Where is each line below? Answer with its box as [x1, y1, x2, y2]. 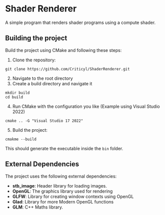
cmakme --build [5, 137, 37, 142]
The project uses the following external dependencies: [5, 173, 117, 179]
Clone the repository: [12, 57, 56, 63]
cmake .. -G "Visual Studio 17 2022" [5, 118, 83, 123]
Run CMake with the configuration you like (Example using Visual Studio [12, 103, 160, 109]
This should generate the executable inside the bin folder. [5, 145, 123, 151]
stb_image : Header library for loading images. [12, 183, 107, 189]
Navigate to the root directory [12, 75, 73, 81]
